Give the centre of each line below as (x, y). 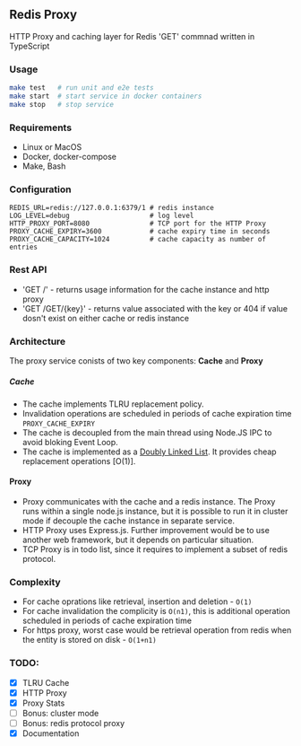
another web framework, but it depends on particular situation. (138, 540)
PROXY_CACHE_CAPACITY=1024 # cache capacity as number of (138, 240)
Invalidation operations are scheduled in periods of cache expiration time (157, 413)
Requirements (41, 127)
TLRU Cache (46, 682)
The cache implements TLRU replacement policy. (113, 404)
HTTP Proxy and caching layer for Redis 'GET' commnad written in (132, 36)
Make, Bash (44, 166)
